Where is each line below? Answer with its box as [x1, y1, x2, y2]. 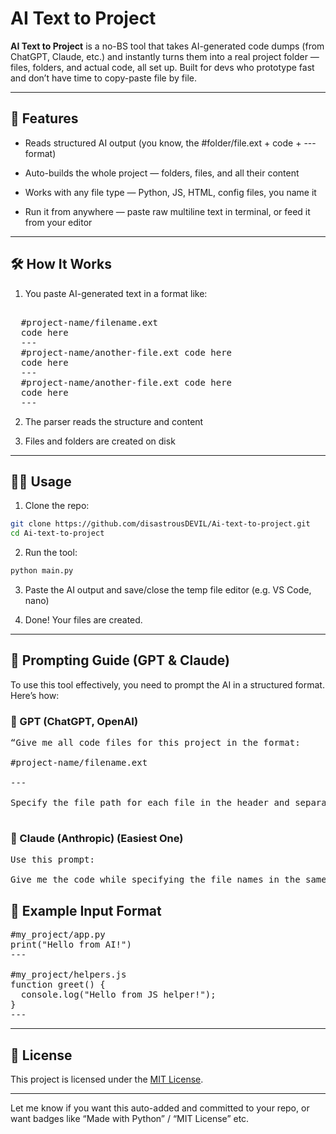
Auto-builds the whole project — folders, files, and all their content [24, 167, 300, 179]
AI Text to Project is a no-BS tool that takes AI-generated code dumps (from [10, 40, 325, 52]
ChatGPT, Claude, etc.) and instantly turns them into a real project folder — [10, 50, 320, 62]
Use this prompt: [10, 854, 95, 866]
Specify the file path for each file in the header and [10, 797, 290, 809]
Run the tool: [24, 547, 78, 559]
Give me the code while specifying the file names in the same [10, 874, 327, 886]
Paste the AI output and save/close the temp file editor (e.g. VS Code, [24, 584, 312, 596]
